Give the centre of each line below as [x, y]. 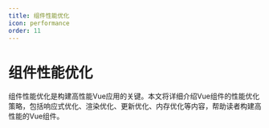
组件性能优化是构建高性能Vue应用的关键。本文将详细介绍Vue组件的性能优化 [134, 96]
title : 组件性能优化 [39, 16]
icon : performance [39, 23]
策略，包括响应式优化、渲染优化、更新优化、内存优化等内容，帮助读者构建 [131, 106]
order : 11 [25, 30]
